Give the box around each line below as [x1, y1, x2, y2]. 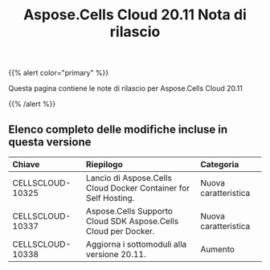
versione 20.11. [85, 249, 146, 260]
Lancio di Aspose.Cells [85, 173, 173, 183]
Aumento [200, 243, 235, 255]
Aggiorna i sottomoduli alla [85, 239, 187, 250]
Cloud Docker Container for [85, 182, 190, 194]
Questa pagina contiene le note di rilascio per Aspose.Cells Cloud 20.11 [8, 84, 243, 93]
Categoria [200, 159, 239, 170]
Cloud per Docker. [85, 226, 155, 236]
